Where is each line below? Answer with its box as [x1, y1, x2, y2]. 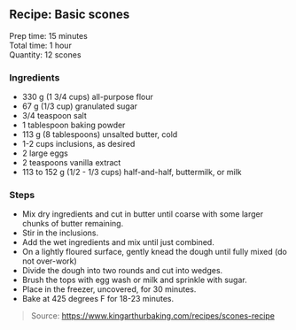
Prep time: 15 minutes [9, 30, 89, 41]
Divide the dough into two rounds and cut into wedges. [21, 265, 223, 276]
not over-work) [21, 256, 77, 266]
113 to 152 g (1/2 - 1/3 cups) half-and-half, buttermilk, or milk [21, 167, 242, 178]
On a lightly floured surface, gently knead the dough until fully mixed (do [21, 247, 288, 257]
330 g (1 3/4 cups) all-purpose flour [21, 92, 153, 103]
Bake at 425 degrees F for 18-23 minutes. [21, 294, 175, 304]
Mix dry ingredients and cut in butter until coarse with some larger [21, 209, 264, 219]
